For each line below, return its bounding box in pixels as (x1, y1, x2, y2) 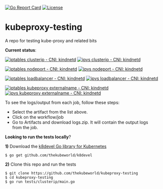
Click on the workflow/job (12, 114, 64, 120)
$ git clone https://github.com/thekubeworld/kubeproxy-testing (5, 170, 138, 175)
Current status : (5, 47, 36, 53)
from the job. (12, 124, 38, 130)
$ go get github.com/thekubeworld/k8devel (5, 152, 92, 158)
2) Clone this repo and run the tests (5, 161, 76, 167)
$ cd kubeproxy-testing (5, 175, 54, 180)
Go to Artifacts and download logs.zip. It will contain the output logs (12, 119, 148, 125)
